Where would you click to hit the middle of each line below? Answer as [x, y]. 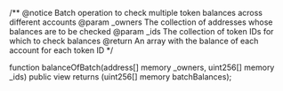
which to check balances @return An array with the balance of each [134, 41]
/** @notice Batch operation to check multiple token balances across [136, 13]
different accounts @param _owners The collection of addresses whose [141, 22]
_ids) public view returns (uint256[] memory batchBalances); [121, 77]
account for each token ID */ [61, 50]
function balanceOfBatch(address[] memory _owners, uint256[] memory [142, 67]
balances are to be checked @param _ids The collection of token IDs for [141, 31]
